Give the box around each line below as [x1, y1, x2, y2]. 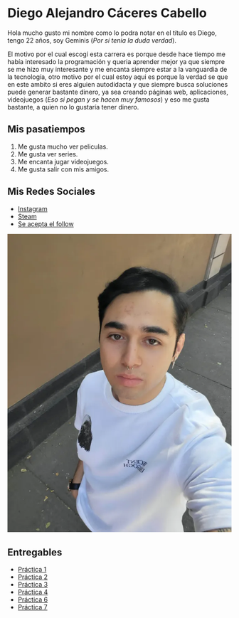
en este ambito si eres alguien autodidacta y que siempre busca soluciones [7, 80, 228, 88]
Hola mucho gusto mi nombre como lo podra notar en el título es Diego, [7, 28, 217, 37]
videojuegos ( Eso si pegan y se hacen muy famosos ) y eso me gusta [7, 95, 210, 104]
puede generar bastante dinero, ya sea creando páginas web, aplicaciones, [7, 87, 229, 96]
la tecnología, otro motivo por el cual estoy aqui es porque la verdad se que [7, 73, 228, 81]
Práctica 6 [17, 595, 48, 604]
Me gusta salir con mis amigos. [17, 165, 109, 174]
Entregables [7, 546, 63, 558]
